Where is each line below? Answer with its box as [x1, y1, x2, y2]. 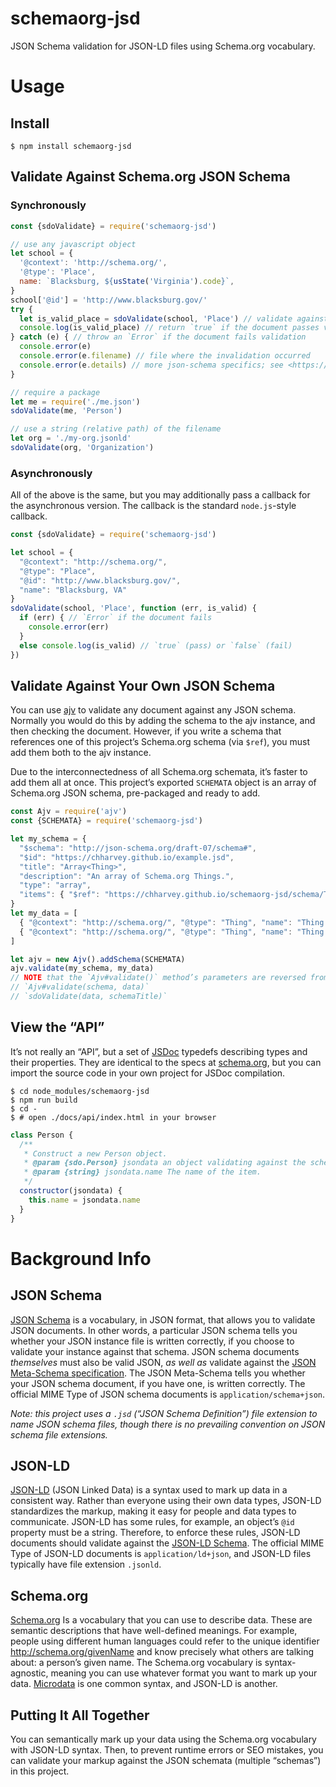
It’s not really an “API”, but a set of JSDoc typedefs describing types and [10, 1045, 308, 1057]
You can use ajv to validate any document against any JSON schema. [10, 704, 297, 716]
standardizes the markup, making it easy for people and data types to [10, 1505, 297, 1517]
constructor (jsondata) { [19, 1186, 123, 1196]
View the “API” [10, 1019, 105, 1036]
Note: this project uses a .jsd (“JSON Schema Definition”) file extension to [10, 1407, 318, 1419]
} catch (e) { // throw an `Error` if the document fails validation [10, 332, 307, 342]
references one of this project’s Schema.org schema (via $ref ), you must [10, 736, 311, 748]
